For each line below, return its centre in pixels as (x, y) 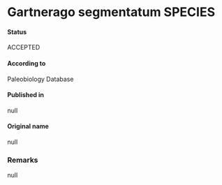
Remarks (23, 160)
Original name (28, 126)
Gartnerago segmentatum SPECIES (111, 12)
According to (27, 63)
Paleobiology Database (40, 79)
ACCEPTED (24, 47)
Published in (25, 95)
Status (17, 31)
